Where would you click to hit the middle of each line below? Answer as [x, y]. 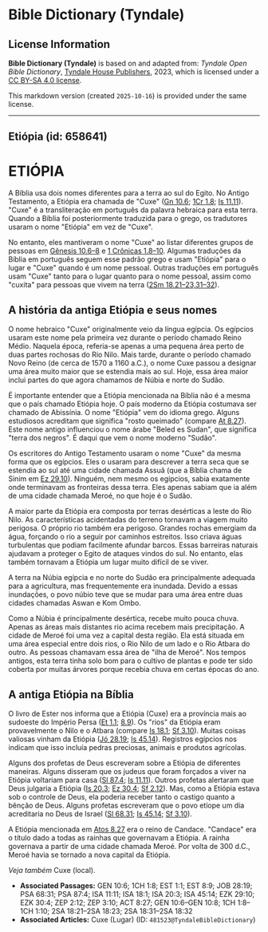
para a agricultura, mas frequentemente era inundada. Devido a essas [123, 586]
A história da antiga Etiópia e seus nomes [113, 310]
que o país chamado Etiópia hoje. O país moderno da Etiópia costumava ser [132, 404]
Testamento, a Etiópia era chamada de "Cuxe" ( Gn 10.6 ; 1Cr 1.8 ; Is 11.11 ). [126, 202]
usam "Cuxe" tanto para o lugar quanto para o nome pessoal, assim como [130, 276]
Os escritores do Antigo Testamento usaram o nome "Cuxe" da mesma [125, 453]
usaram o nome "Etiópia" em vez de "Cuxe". [81, 227]
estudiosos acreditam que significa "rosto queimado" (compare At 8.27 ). [128, 421]
